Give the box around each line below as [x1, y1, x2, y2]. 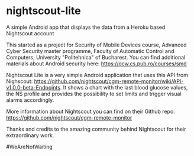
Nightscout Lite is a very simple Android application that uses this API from [6, 71, 188, 78]
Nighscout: [6, 78, 33, 85]
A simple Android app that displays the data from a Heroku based [6, 24, 166, 31]
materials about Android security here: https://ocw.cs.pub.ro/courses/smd [6, 60, 187, 67]
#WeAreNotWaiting [6, 143, 53, 150]
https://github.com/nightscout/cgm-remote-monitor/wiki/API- [34, 78, 184, 85]
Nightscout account [6, 29, 54, 36]
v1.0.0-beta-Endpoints [6, 84, 61, 91]
